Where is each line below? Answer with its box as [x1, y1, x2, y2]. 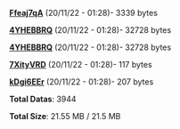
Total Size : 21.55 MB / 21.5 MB [9, 111, 121, 121]
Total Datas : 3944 [9, 93, 78, 104]
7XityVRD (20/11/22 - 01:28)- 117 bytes [9, 60, 153, 69]
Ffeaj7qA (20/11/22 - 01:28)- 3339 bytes [9, 8, 159, 18]
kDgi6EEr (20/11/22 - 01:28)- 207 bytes [9, 77, 154, 87]
